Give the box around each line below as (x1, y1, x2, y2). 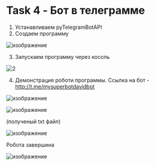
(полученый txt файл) (6, 118, 61, 125)
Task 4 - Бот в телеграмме (6, 4, 145, 17)
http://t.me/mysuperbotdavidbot (14, 82, 95, 90)
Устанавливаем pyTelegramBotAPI (14, 23, 102, 31)
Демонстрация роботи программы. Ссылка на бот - (14, 76, 150, 84)
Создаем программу (14, 29, 69, 37)
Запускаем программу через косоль (14, 53, 110, 60)
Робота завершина (6, 141, 55, 148)
